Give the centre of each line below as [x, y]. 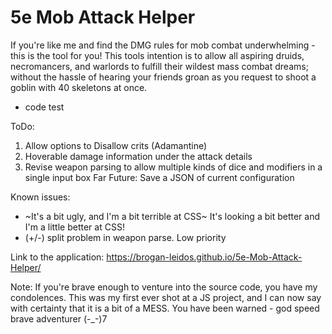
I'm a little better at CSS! [74, 227]
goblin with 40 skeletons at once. [79, 87]
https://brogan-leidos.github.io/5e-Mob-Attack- [204, 257]
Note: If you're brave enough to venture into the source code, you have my [164, 287]
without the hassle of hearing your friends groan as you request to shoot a [163, 77]
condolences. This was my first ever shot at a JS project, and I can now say [166, 297]
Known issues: [40, 197]
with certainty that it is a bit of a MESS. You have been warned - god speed [165, 308]
